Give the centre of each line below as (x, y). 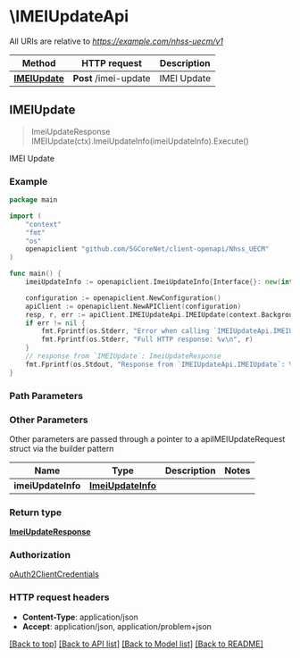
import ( (25, 216)
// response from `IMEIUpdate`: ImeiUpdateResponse (123, 356)
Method (39, 62)
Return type (36, 512)
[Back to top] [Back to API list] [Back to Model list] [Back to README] (136, 644)
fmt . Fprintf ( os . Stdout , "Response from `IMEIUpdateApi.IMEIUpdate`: (155, 364)
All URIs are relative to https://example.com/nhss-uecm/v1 (117, 41)
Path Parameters (46, 396)
